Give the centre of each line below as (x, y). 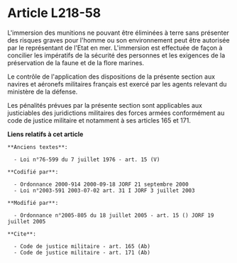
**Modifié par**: (33, 203)
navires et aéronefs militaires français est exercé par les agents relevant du (117, 84)
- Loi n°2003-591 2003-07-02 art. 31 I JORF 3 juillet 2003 (104, 190)
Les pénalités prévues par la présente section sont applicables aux (105, 105)
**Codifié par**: (33, 172)
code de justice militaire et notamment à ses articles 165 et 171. (99, 120)
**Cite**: (22, 234)
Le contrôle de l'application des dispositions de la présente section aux (111, 77)
